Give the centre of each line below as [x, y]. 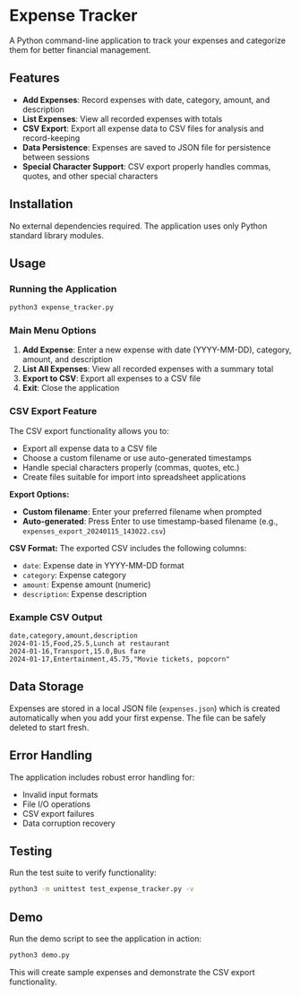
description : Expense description [85, 593]
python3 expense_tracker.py [62, 307]
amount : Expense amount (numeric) [86, 585]
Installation [41, 204]
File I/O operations [56, 804]
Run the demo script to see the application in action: [105, 939]
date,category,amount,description [74, 636]
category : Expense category [74, 575]
